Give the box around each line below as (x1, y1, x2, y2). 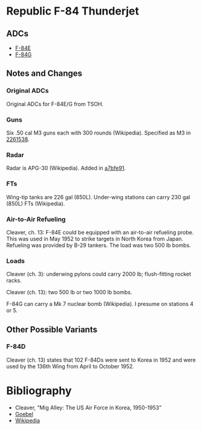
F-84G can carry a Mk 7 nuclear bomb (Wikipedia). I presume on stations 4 (6, 300, 194, 308)
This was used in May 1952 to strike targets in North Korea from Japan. (6, 235, 183, 242)
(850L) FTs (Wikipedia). (6, 200, 65, 207)
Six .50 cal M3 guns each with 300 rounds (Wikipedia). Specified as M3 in (6, 129, 191, 136)
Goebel (15, 410, 33, 417)
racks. (6, 277, 22, 284)
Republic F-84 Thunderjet (6, 4, 139, 18)
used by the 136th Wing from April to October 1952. (6, 362, 134, 370)
